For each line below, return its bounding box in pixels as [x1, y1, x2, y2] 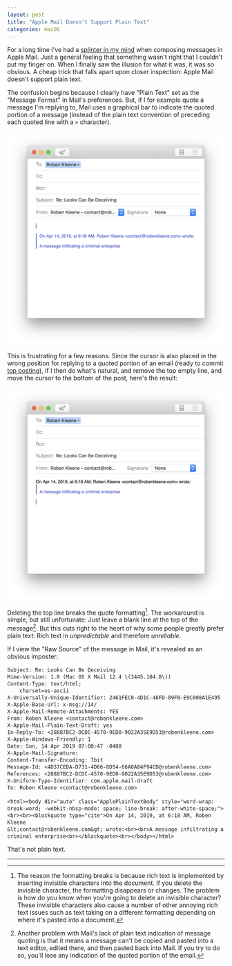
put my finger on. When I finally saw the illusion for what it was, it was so [7, 60, 215, 69]
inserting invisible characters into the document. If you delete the [17, 879, 203, 887]
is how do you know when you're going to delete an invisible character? [17, 894, 222, 902]
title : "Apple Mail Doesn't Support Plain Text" [7, 18, 150, 26]
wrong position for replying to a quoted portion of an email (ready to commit [7, 359, 224, 367]
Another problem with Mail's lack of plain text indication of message [17, 929, 211, 938]
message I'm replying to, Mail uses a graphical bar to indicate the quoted [7, 103, 215, 112]
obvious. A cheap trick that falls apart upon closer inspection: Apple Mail [7, 68, 214, 76]
